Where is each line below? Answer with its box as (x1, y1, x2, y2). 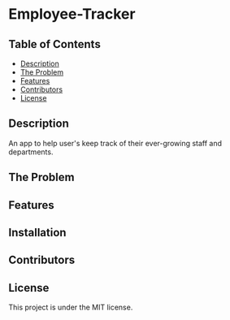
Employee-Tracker (8, 5, 136, 24)
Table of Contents (8, 37, 102, 51)
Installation (8, 225, 67, 240)
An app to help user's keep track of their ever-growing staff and (8, 138, 222, 148)
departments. (8, 147, 54, 157)
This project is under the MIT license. (8, 302, 133, 313)
